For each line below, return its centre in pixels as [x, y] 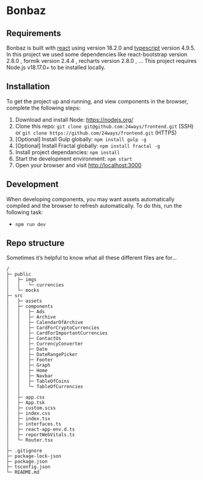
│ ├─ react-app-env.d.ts [41, 430]
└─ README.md [23, 472]
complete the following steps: [44, 108]
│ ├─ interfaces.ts [34, 424]
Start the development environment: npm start [74, 158]
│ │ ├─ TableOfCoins [38, 382]
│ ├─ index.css [28, 413]
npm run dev [30, 224]
